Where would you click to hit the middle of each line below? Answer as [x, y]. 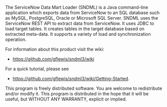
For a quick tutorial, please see [37, 69]
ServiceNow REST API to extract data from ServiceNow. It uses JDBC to [80, 23]
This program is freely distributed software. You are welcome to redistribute [84, 88]
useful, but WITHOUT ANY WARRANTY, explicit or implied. [66, 99]
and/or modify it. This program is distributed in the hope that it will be [77, 94]
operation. [16, 39]
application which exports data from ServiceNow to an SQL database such [82, 13]
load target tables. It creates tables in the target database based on [75, 29]
